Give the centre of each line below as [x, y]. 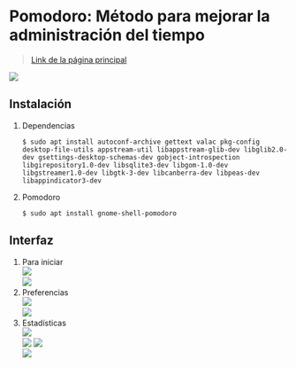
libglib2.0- [266, 149]
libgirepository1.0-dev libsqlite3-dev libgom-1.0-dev [125, 165]
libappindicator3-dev [61, 180]
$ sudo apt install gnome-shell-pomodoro [99, 213]
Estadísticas [44, 323]
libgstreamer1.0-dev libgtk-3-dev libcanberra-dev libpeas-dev [141, 173]
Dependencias [48, 125]
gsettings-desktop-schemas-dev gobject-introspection [139, 157]
